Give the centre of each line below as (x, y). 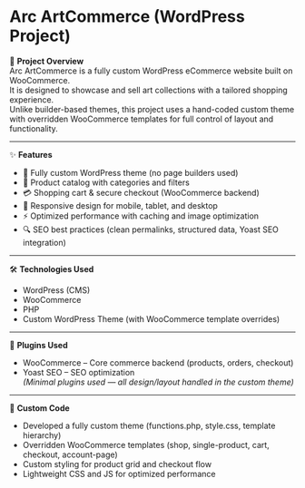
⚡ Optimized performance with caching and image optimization (141, 216)
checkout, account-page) (70, 454)
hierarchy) (42, 435)
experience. (32, 99)
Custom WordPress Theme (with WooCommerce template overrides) (151, 318)
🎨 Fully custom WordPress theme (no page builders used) (130, 172)
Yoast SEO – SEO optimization (79, 372)
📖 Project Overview (47, 61)
